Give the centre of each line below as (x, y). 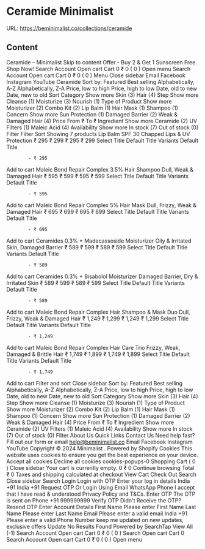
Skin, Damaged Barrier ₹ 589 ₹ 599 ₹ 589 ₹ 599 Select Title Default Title (97, 247)
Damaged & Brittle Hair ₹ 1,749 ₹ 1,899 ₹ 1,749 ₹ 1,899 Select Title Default (98, 354)
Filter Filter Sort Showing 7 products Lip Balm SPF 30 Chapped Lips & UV (98, 134)
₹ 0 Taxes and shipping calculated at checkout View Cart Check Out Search (102, 474)
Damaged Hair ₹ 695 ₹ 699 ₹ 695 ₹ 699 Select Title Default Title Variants (98, 211)
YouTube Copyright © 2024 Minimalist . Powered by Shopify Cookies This (99, 448)
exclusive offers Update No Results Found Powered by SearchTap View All (100, 526)
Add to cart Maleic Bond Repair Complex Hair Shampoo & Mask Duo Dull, (98, 312)
